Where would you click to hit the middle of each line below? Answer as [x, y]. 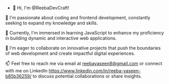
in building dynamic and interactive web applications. [61, 38]
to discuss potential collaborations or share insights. [87, 76]
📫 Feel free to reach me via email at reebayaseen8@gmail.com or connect [84, 64]
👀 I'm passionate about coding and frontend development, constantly [78, 17]
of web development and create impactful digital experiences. [70, 53]
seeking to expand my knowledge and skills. [52, 23]
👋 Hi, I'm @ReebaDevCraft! [41, 8]
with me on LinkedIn [26, 71]
